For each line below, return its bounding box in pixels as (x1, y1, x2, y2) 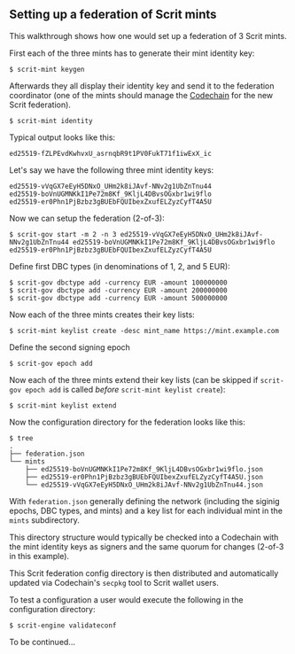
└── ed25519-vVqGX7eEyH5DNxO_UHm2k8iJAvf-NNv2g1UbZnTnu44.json (25, 480, 264, 489)
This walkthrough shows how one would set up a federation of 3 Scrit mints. (9, 30, 287, 41)
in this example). (9, 550, 69, 561)
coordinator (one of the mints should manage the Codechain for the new (9, 90, 274, 100)
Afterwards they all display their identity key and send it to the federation (9, 80, 275, 91)
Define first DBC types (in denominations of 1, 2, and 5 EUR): (9, 261, 230, 271)
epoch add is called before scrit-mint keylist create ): (25, 384, 226, 394)
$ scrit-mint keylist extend (9, 401, 117, 410)
